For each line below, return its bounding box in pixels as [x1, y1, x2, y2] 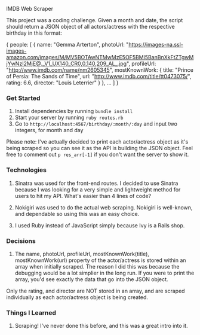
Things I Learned [6, 308, 57, 316]
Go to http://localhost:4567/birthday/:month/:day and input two [14, 120, 178, 127]
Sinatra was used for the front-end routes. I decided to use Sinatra [14, 179, 179, 187]
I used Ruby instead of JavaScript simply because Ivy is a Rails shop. [14, 221, 185, 229]
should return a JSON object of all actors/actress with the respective [6, 23, 175, 30]
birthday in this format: [6, 29, 62, 36]
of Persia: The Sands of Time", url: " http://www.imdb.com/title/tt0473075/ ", [6, 73, 192, 80]
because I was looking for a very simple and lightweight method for [14, 185, 181, 193]
